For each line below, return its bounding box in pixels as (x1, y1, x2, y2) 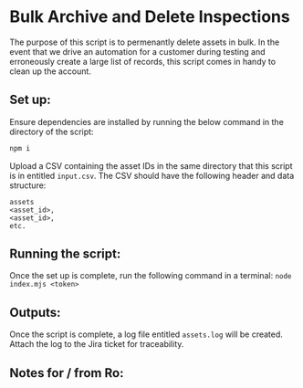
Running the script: (9, 246, 121, 262)
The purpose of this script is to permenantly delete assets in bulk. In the (9, 37, 280, 47)
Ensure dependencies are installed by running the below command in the (9, 116, 285, 127)
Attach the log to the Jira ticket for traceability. (9, 339, 184, 350)
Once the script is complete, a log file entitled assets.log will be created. (9, 329, 283, 340)
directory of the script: (9, 126, 94, 137)
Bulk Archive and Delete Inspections (9, 6, 290, 27)
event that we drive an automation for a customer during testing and (9, 46, 266, 57)
